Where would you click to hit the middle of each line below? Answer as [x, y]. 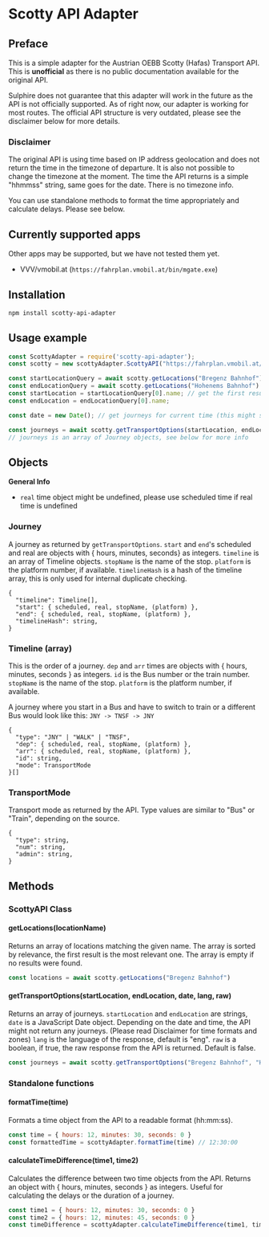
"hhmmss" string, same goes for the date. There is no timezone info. [121, 185]
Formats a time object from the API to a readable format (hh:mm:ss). [121, 1120]
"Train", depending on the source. [64, 819]
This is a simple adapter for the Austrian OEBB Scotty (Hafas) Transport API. [134, 63]
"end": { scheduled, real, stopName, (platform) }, [104, 614]
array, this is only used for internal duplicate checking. [98, 578]
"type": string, [42, 840]
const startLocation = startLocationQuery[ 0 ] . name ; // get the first [127, 394]
